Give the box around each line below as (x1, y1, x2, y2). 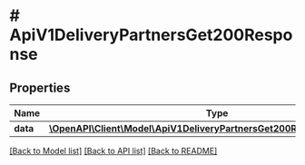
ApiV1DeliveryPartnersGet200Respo (9, 24, 293, 45)
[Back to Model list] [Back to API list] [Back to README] (9, 146, 218, 156)
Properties (9, 80, 71, 95)
